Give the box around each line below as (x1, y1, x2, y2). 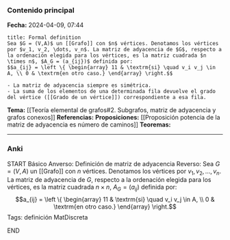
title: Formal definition (7, 34, 81, 41)
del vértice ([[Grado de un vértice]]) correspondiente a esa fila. (7, 94, 207, 101)
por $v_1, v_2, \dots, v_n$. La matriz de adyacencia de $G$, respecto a (7, 46, 222, 53)
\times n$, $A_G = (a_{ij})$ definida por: (7, 58, 133, 65)
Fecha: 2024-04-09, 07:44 (7, 21, 84, 29)
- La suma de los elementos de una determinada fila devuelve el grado (7, 88, 216, 95)
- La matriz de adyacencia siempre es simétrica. (7, 82, 152, 89)
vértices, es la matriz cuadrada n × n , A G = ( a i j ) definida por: (7, 183, 177, 193)
